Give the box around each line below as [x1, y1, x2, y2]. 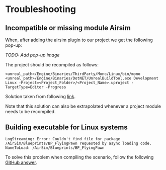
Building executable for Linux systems [5, 123, 128, 132]
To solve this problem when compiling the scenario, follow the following [5, 154, 154, 160]
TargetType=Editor [5, 84, 44, 90]
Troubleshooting [5, 4, 76, 15]
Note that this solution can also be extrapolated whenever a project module [5, 103, 161, 109]
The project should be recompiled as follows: [5, 62, 99, 67]
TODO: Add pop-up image [5, 52, 60, 58]
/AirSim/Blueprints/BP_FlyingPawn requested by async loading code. [5, 141, 152, 146]
